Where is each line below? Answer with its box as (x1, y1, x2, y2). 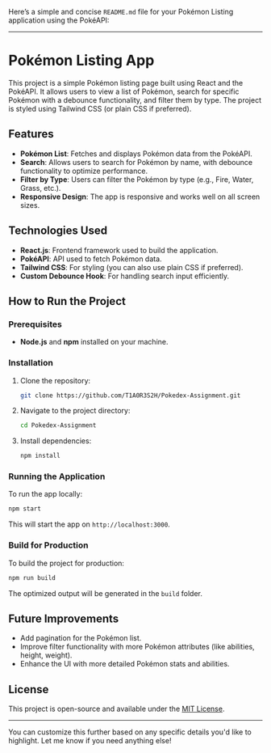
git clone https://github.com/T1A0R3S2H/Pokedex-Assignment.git (19, 391, 241, 400)
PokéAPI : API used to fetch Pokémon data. (19, 254, 163, 264)
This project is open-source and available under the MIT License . (8, 704, 225, 714)
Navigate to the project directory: (19, 406, 131, 416)
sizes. (19, 200, 40, 209)
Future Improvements (8, 611, 119, 625)
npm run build (8, 573, 56, 582)
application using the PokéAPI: (8, 15, 110, 25)
